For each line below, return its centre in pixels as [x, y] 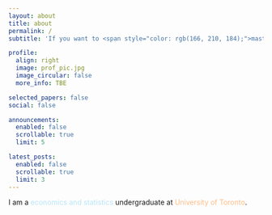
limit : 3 [30, 179]
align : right [38, 61]
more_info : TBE [41, 83]
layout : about [32, 16]
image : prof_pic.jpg [50, 68]
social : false [32, 105]
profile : [23, 53]
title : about [30, 23]
